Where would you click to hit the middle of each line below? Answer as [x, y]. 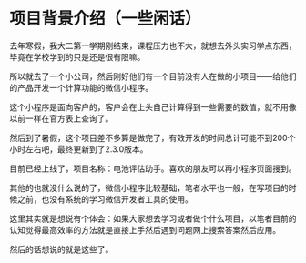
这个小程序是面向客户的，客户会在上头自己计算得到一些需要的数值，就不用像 [153, 106]
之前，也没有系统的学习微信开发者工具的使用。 [105, 199]
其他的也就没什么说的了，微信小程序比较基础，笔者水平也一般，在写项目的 [149, 187]
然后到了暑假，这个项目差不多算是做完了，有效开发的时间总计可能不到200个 [153, 137]
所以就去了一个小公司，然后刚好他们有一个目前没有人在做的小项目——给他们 [153, 76]
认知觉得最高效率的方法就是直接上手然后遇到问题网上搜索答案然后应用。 [145, 229]
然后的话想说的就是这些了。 [61, 249]
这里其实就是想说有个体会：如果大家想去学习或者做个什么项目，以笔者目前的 [153, 218]
